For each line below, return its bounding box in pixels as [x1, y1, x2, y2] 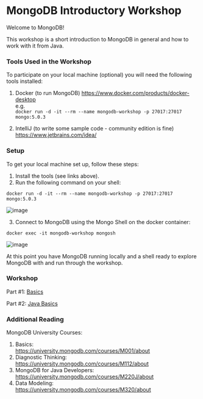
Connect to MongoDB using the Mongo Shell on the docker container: [15, 218, 191, 225]
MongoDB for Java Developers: [15, 367, 94, 374]
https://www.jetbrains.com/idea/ [15, 132, 97, 139]
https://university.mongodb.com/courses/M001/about [15, 347, 151, 355]
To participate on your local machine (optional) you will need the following [6, 71, 192, 79]
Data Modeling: [15, 380, 54, 387]
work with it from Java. [6, 42, 64, 49]
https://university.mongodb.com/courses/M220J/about [15, 373, 154, 381]
